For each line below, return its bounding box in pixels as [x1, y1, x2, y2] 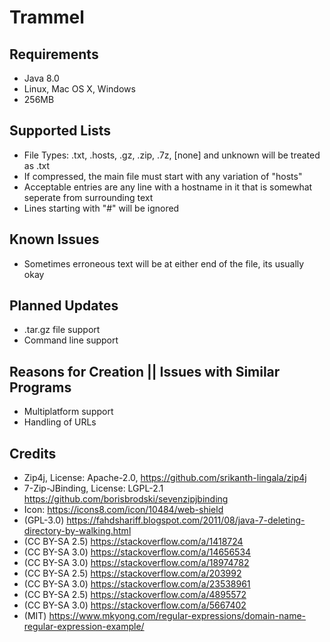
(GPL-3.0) [23, 514, 65, 526]
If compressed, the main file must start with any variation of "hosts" [23, 170, 303, 182]
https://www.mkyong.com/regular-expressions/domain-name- [48, 610, 307, 622]
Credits [9, 445, 57, 462]
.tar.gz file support [23, 324, 101, 336]
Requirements [9, 46, 99, 63]
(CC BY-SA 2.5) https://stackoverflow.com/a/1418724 [23, 536, 244, 548]
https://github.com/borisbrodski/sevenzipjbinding [23, 493, 229, 505]
